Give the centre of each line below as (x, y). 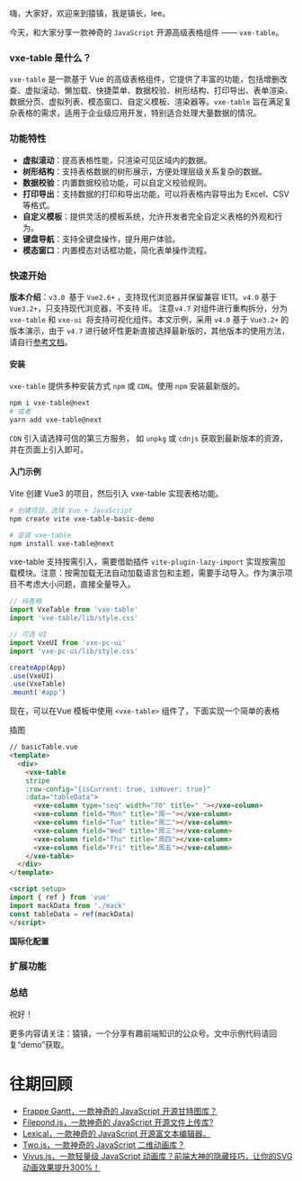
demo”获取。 (45, 1044)
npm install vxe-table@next (62, 543)
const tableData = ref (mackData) (72, 914)
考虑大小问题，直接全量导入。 (80, 585)
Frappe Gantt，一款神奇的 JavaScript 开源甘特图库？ (120, 1111)
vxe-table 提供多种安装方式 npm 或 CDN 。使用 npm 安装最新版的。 (127, 386)
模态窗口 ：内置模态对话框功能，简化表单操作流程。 (117, 250)
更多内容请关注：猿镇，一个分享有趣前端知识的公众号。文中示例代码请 (139, 1033)
